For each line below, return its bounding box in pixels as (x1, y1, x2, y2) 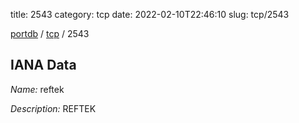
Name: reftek (10, 83, 65, 95)
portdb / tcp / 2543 (10, 28, 90, 39)
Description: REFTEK (10, 102, 97, 114)
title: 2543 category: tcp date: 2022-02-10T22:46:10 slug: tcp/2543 (10, 9, 290, 20)
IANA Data (10, 57, 77, 74)
